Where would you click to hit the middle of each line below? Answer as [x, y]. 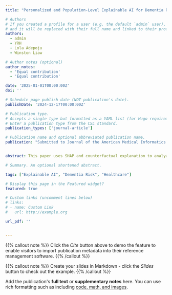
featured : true [21, 189]
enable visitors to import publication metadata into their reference [74, 250]
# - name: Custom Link [29, 208]
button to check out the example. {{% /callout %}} [58, 271]
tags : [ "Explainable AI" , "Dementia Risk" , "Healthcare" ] [68, 174]
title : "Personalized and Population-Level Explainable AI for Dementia [84, 10]
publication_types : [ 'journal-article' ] [49, 128]
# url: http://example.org [36, 212]
